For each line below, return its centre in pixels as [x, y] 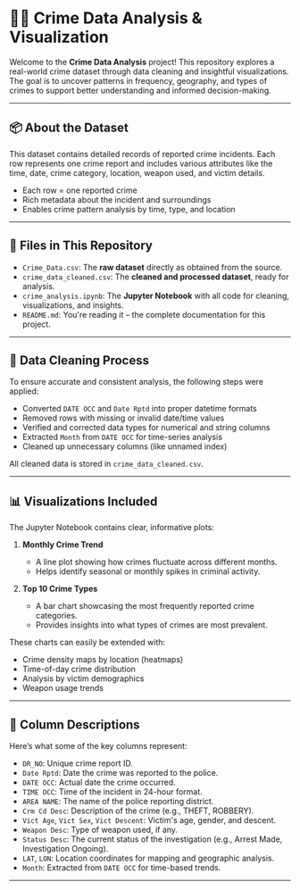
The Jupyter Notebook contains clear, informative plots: [112, 528]
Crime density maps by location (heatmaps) [103, 660]
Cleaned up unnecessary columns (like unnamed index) [125, 446]
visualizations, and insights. [73, 305]
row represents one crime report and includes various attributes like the [141, 163]
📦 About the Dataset [69, 128]
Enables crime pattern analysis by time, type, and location [129, 209]
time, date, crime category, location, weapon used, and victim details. [137, 172]
